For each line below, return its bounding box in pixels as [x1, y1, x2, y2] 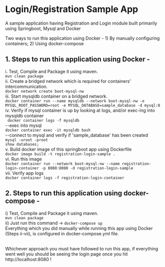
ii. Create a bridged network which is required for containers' [5, 78, 131, 84]
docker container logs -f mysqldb [7, 118, 80, 123]
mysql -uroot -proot [5, 137, 49, 143]
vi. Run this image [5, 156, 42, 162]
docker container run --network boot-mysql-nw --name [5, 161, 120, 166]
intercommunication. [5, 83, 48, 89]
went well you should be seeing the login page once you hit [5, 251, 128, 257]
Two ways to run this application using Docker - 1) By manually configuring [5, 35, 160, 41]
